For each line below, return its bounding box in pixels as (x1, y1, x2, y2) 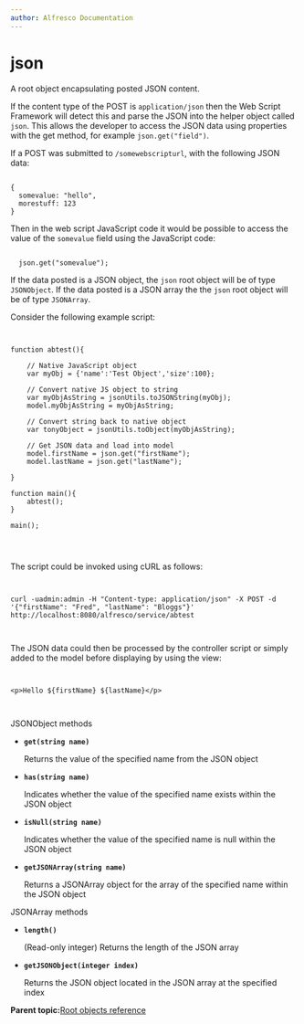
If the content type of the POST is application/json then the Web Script (10, 100, 281, 111)
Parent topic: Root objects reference (10, 1004, 147, 1015)
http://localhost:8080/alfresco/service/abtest (10, 610, 195, 619)
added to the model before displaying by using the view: (10, 652, 222, 663)
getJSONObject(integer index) (23, 961, 140, 970)
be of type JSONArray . (10, 293, 91, 304)
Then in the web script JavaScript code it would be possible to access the (10, 223, 288, 234)
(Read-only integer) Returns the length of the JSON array (23, 942, 239, 953)
